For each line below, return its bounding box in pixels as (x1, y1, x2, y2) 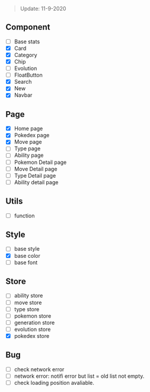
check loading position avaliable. (14, 379, 94, 386)
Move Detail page (14, 165, 58, 172)
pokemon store (14, 312, 52, 320)
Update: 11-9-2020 (20, 5, 66, 12)
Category (14, 51, 37, 58)
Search (14, 78, 32, 86)
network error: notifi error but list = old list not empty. (14, 372, 145, 380)
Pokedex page (14, 132, 50, 139)
